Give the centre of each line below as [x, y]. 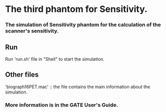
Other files [22, 75]
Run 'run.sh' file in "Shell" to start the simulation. [55, 59]
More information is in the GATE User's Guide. [62, 105]
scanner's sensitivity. [32, 31]
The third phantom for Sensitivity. [76, 9]
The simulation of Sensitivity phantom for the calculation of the [83, 25]
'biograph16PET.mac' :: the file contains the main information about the [78, 87]
